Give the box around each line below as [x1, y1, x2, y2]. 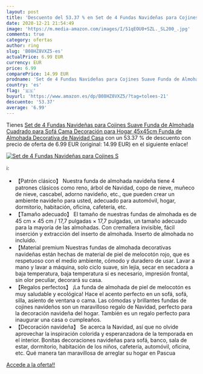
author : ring [6, 43, 39, 49]
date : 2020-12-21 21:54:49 [6, 20, 74, 26]
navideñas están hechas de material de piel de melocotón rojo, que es [14, 251, 190, 258]
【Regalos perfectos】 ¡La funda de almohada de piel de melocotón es [14, 283, 192, 290]
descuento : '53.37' [6, 99, 56, 105]
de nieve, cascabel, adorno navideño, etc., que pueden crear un [14, 190, 175, 197]
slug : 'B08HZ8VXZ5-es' [6, 48, 63, 54]
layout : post [6, 8, 39, 15]
